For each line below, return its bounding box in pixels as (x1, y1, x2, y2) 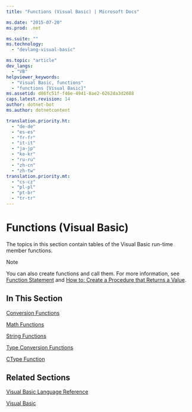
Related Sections (6, 373, 70, 383)
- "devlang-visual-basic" (11, 47, 76, 53)
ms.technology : (6, 41, 44, 48)
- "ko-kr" (11, 151, 36, 158)
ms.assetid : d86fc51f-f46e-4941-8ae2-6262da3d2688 (6, 90, 134, 97)
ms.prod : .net (6, 25, 42, 31)
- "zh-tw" (11, 168, 36, 174)
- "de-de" (11, 123, 36, 130)
